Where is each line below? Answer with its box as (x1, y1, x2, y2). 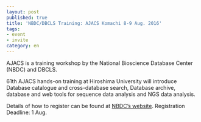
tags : (6, 25, 20, 32)
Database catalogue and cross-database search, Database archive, (6, 84, 175, 91)
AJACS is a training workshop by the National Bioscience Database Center (6, 59, 193, 67)
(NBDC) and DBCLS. (6, 66, 58, 73)
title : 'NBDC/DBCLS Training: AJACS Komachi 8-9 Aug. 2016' (6, 20, 163, 26)
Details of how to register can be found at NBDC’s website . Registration (6, 102, 185, 109)
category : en (6, 43, 40, 49)
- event (6, 32, 26, 38)
